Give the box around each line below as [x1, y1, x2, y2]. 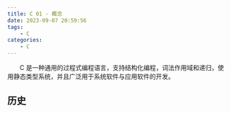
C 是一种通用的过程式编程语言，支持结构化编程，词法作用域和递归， [20, 64, 218, 71]
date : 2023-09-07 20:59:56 [7, 17, 87, 24]
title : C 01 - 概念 [7, 10, 63, 18]
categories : [7, 37, 42, 44]
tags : [7, 23, 23, 30]
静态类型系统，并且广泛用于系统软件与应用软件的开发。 [13, 72, 174, 81]
